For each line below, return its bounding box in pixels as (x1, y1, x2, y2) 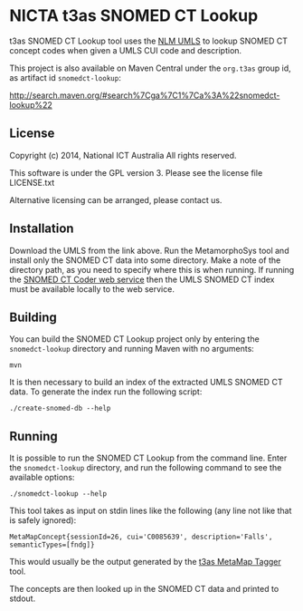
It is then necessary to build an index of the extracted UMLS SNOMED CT (9, 377, 283, 388)
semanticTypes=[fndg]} (9, 540, 95, 549)
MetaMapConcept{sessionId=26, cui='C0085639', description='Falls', (9, 532, 273, 542)
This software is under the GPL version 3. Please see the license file (9, 167, 263, 178)
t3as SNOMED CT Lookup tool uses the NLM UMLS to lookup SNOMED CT (9, 35, 288, 46)
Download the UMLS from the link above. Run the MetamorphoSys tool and (9, 245, 289, 256)
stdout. (9, 593, 36, 604)
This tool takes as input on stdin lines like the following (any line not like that (9, 505, 292, 517)
